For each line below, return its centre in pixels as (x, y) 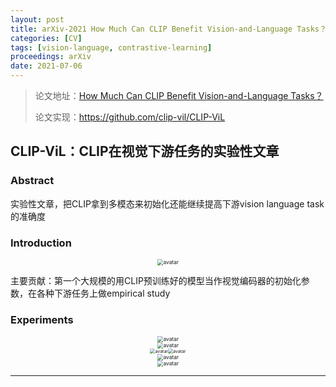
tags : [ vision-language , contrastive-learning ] (111, 47)
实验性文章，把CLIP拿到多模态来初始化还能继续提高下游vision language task (167, 203)
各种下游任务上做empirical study (103, 293)
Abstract (32, 181)
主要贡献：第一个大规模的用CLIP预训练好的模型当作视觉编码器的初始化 (156, 280)
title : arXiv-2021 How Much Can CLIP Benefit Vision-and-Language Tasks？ (168, 29)
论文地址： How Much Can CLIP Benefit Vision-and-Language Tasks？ (179, 95)
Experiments (42, 319)
